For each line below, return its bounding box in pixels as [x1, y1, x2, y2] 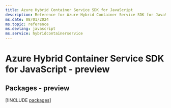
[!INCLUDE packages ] [5, 97, 51, 103]
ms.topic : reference [5, 21, 49, 27]
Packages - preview [5, 84, 70, 92]
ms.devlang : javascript [5, 26, 56, 31]
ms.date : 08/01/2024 [5, 17, 49, 22]
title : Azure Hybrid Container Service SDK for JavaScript [5, 7, 133, 13]
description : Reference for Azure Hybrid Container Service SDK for [5, 12, 154, 17]
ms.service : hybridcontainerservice [5, 31, 83, 36]
